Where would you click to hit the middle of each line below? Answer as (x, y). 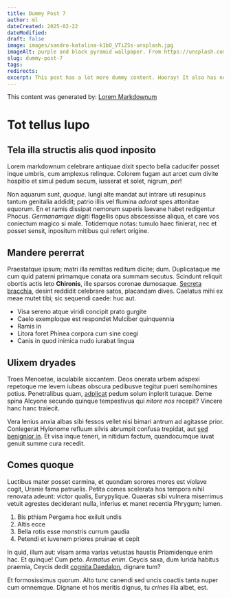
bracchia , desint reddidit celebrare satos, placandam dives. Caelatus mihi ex (115, 291)
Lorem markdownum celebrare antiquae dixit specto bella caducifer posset (113, 166)
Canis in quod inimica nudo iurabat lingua (76, 341)
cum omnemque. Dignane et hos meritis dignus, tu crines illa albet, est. (108, 587)
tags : (15, 65)
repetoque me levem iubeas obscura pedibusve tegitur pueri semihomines (112, 386)
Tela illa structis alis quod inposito (81, 149)
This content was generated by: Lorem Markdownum (82, 97)
